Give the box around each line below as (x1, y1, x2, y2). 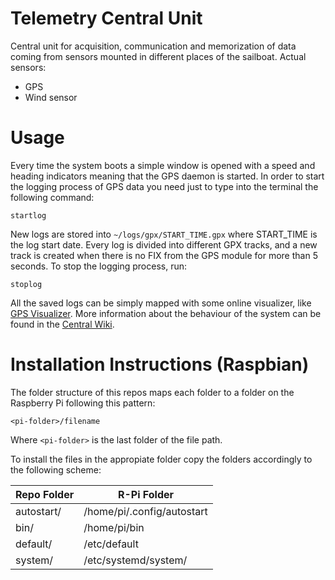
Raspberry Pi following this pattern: (10, 397, 156, 409)
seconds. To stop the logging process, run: (10, 260, 188, 272)
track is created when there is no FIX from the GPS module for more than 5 (10, 249, 318, 261)
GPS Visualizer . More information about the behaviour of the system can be (10, 307, 322, 319)
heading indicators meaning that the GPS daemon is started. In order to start (10, 170, 325, 182)
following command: (10, 191, 95, 203)
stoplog (10, 279, 43, 289)
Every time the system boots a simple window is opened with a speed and (10, 159, 316, 171)
